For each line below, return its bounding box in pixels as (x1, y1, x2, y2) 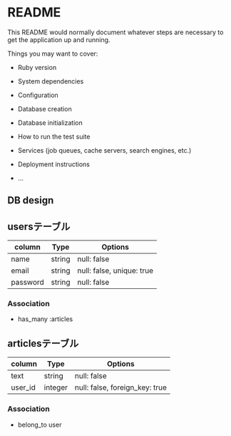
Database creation (17, 104, 73, 113)
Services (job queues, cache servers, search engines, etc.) (17, 146, 192, 154)
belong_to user (17, 420, 62, 429)
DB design (7, 194, 54, 207)
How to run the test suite (17, 132, 91, 141)
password (11, 278, 44, 288)
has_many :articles (17, 315, 73, 323)
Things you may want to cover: (7, 49, 98, 58)
